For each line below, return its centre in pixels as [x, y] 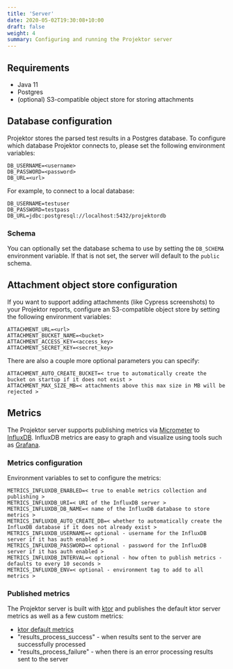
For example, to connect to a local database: [71, 191]
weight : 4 [22, 33]
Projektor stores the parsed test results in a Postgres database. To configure [116, 138]
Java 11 [27, 84]
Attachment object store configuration [93, 285]
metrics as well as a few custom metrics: [65, 616]
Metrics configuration [45, 463]
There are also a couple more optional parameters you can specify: [104, 360]
